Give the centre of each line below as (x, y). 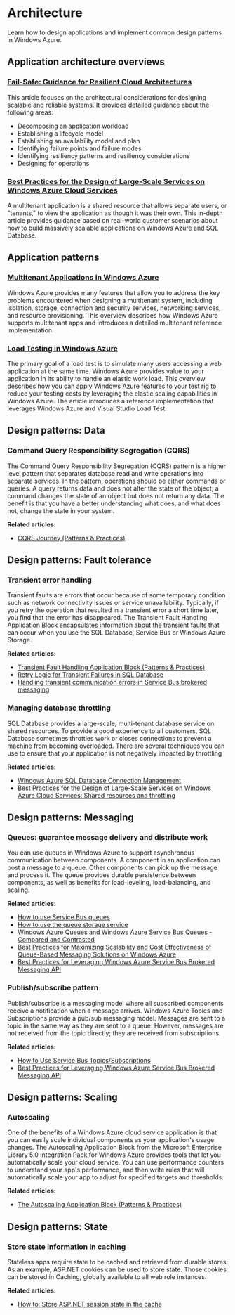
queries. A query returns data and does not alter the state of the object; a (113, 488)
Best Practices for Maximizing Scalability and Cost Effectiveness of (114, 947)
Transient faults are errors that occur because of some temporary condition (116, 595)
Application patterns (53, 258)
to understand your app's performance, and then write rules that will (106, 1170)
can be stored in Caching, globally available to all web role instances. (107, 1276)
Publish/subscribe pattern (53, 987)
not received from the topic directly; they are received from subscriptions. (114, 1033)
